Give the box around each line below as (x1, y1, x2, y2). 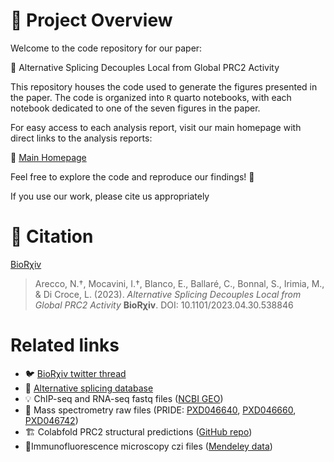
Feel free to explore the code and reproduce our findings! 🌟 (10, 170, 255, 183)
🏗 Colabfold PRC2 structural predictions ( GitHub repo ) (24, 425, 253, 438)
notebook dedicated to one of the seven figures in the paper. (10, 102, 261, 114)
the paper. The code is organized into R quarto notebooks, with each (10, 91, 292, 103)
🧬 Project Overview (10, 9, 173, 32)
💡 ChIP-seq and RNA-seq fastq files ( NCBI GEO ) (24, 392, 224, 404)
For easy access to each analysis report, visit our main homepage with (10, 121, 302, 133)
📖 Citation (10, 225, 94, 248)
